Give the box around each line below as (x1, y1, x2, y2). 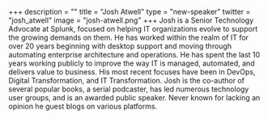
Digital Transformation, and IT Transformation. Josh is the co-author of (8, 76, 245, 85)
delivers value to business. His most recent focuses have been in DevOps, (8, 67, 256, 76)
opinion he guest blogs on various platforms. (8, 101, 158, 111)
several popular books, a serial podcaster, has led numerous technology (8, 84, 249, 94)
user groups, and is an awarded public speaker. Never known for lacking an (8, 93, 261, 102)
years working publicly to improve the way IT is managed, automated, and (8, 58, 255, 68)
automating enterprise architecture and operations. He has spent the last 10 (8, 50, 261, 59)
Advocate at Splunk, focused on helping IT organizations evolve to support (8, 24, 257, 33)
